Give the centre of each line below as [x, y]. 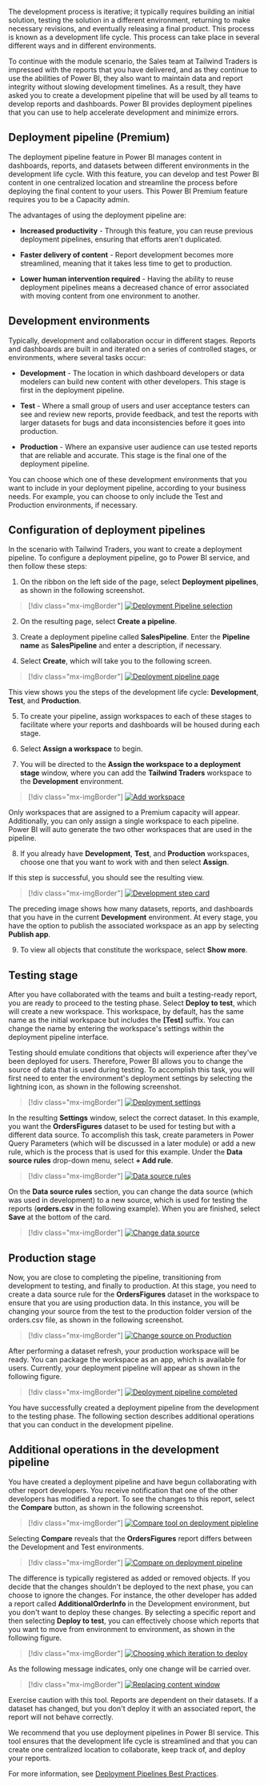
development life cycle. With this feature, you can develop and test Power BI [134, 174]
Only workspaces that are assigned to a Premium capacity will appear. [124, 813]
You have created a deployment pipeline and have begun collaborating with [133, 1482]
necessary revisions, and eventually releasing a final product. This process [131, 28]
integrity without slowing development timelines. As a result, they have [125, 87]
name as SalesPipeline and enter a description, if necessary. [121, 646]
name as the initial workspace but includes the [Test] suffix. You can [121, 1020]
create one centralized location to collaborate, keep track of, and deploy [127, 1749]
